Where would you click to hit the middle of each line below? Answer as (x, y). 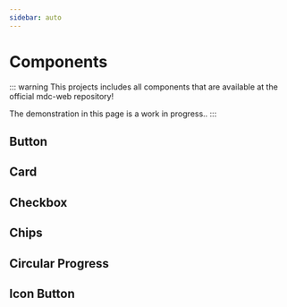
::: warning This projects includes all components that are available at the (144, 87)
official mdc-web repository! (62, 96)
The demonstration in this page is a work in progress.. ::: (113, 114)
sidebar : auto (36, 17)
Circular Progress (59, 264)
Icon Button (42, 293)
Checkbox (38, 202)
